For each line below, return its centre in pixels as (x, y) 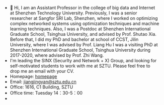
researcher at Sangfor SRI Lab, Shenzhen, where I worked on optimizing (84, 18)
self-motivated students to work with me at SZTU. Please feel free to (80, 66)
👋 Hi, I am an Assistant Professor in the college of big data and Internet (82, 8)
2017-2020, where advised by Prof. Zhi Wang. (57, 55)
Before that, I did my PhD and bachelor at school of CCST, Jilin (74, 39)
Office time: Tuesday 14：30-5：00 (46, 93)
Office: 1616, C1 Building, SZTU (41, 87)
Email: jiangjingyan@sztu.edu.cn (43, 82)
